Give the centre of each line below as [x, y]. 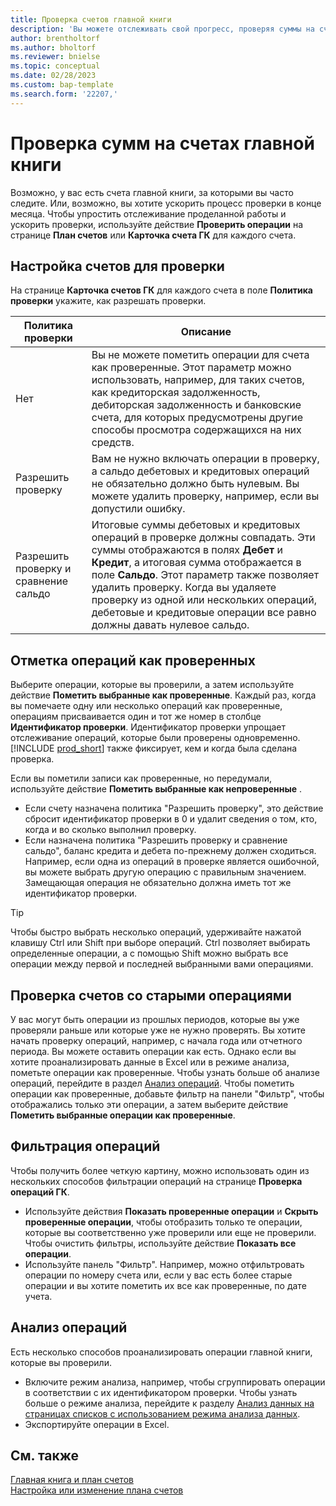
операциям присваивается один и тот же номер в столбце [136, 717]
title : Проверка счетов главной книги [91, 19]
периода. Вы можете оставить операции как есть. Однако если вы [153, 1051]
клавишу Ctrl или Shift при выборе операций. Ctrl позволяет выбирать [160, 943]
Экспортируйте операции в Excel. [97, 1424]
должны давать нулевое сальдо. [170, 625]
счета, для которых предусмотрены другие [197, 418]
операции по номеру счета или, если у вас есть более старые [158, 1275]
